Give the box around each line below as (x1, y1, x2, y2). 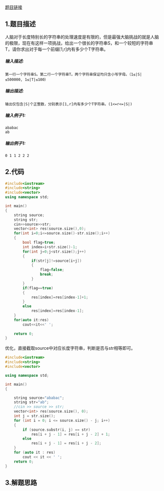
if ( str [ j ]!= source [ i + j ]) (31, 258, 82, 263)
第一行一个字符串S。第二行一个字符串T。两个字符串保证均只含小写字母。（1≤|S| (5, 72, 143, 77)
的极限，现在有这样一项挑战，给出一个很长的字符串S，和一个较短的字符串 (5, 40, 153, 46)
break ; (40, 272, 54, 277)
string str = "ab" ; (14, 400, 49, 405)
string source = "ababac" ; (14, 395, 64, 400)
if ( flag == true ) (22, 285, 54, 290)
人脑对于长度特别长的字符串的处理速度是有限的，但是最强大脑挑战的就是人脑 (5, 34, 159, 40)
